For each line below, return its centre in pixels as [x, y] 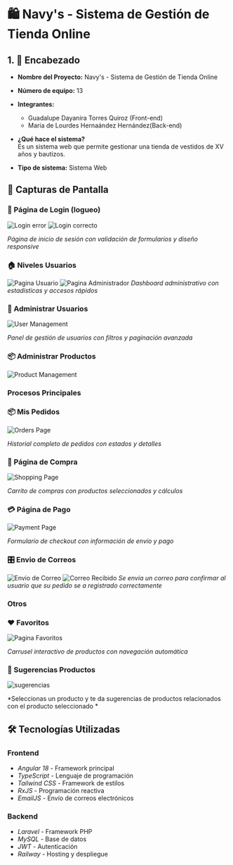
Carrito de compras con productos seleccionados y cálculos [95, 491]
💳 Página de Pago [39, 510]
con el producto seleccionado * [53, 707]
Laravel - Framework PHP [55, 832]
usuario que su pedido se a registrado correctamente [85, 585]
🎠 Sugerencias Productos [52, 669]
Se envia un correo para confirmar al [172, 578]
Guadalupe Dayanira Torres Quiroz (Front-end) [95, 118]
